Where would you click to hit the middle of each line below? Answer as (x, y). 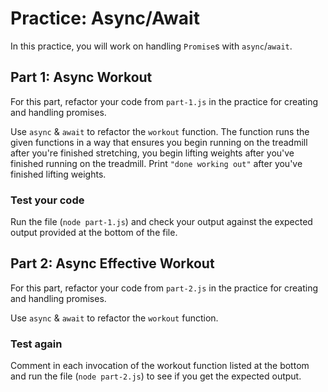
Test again (36, 344)
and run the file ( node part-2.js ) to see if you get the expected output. (156, 376)
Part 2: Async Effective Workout (112, 263)
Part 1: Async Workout (81, 77)
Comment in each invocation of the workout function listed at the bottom (160, 366)
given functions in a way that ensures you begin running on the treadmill (159, 142)
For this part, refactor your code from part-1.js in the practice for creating (164, 101)
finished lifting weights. (58, 174)
